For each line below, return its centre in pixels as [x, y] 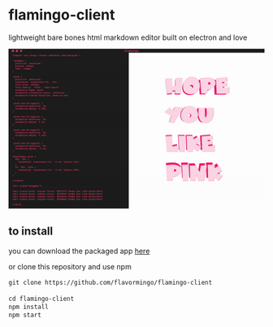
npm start [25, 315]
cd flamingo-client [41, 299]
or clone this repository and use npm [70, 266]
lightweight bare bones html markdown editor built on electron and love [128, 37]
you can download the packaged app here [79, 251]
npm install [28, 307]
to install [31, 232]
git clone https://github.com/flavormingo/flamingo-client [110, 282]
